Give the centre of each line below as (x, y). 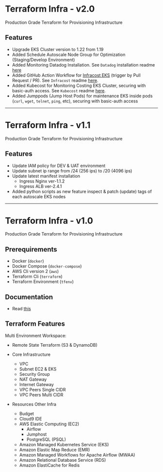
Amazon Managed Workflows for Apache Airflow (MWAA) (77, 455)
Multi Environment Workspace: (36, 336)
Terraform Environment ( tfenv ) (43, 282)
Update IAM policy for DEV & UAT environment (59, 166)
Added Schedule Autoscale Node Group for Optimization (69, 54)
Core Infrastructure (31, 354)
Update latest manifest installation (46, 176)
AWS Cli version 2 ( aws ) (35, 271)
